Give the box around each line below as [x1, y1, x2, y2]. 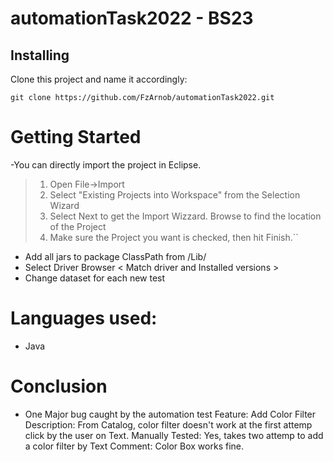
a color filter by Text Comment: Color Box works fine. [24, 440, 244, 452]
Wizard [49, 199, 80, 211]
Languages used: [10, 307, 158, 330]
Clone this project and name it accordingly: [10, 73, 188, 85]
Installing [10, 47, 70, 64]
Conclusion [10, 375, 108, 398]
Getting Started [10, 126, 142, 149]
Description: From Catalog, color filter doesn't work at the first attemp [24, 418, 313, 431]
